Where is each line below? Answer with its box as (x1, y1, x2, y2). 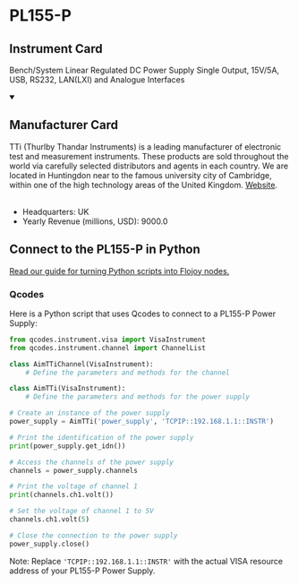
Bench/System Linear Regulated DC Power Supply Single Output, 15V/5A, (9, 65, 280, 75)
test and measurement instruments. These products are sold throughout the (9, 151, 289, 161)
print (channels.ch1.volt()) (9, 490, 115, 500)
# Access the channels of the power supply (9, 458, 175, 467)
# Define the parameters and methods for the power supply (25, 392, 251, 401)
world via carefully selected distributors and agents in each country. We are (9, 160, 289, 171)
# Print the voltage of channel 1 (9, 482, 139, 491)
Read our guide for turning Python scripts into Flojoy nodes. (9, 265, 230, 276)
